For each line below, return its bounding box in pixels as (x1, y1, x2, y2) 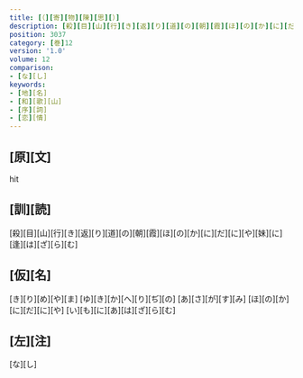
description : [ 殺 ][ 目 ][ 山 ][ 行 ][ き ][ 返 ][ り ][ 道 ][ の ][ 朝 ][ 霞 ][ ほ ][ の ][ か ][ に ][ (9, 22, 289, 31)
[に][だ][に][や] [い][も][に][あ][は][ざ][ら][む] (9, 304, 176, 315)
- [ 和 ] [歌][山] (9, 96, 63, 106)
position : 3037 (9, 30, 67, 39)
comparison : (9, 64, 54, 73)
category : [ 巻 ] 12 (9, 38, 74, 48)
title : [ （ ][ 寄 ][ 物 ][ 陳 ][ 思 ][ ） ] (9, 13, 120, 22)
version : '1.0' (9, 47, 67, 56)
